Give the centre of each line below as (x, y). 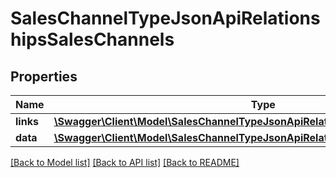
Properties (44, 76)
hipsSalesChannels (92, 39)
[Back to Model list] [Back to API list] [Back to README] (125, 162)
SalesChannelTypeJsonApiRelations (165, 18)
